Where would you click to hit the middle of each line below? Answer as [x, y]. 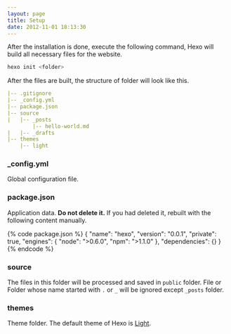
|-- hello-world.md [61, 126]
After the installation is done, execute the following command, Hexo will [111, 47]
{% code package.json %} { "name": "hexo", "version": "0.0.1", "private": [112, 233]
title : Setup [26, 20]
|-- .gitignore [29, 94]
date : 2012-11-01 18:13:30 [47, 27]
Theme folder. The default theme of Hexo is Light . [79, 323]
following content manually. [47, 220]
